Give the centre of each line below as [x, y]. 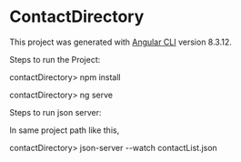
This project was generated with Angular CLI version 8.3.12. [120, 42]
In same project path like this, [65, 130]
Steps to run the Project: [55, 59]
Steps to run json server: [55, 112]
